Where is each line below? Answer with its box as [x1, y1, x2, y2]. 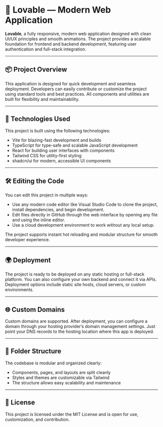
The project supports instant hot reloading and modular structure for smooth [5, 231, 158, 237]
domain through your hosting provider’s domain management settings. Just [5, 324, 155, 329]
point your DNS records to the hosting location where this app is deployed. [5, 328, 154, 334]
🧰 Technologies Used [5, 115, 70, 123]
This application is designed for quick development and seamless [5, 81, 136, 86]
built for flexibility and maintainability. [5, 96, 80, 102]
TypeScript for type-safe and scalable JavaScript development [12, 142, 138, 148]
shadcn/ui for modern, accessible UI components [12, 158, 111, 164]
